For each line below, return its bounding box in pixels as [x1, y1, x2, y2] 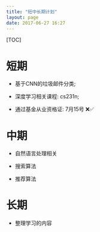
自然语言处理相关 [14, 150, 57, 157]
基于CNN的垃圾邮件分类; [14, 80, 76, 88]
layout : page [6, 14, 39, 20]
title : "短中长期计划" [6, 8, 57, 15]
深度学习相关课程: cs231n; [14, 93, 80, 100]
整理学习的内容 [14, 219, 52, 227]
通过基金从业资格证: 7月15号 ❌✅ [14, 106, 95, 113]
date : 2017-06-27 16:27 [6, 20, 66, 26]
